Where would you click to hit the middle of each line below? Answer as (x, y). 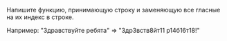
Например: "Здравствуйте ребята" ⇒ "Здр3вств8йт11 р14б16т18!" (103, 30)
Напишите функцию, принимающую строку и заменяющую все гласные (113, 10)
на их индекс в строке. (40, 17)
